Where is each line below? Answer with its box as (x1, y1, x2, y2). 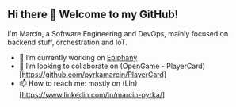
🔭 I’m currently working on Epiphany (18, 52, 138, 62)
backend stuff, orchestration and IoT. (7, 37, 128, 47)
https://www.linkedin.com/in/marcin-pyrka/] (21, 90, 166, 99)
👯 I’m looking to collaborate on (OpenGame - (18, 61, 166, 71)
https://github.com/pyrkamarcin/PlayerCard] (21, 69, 167, 79)
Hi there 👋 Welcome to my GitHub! (7, 8, 179, 21)
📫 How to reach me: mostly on (18, 78, 120, 88)
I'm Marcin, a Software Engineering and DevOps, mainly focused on (7, 29, 229, 38)
